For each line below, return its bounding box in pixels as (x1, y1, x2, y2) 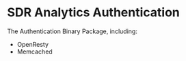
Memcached (16, 47, 53, 56)
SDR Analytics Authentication (7, 5, 180, 20)
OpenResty (16, 40, 49, 48)
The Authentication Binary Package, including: (7, 27, 138, 35)
